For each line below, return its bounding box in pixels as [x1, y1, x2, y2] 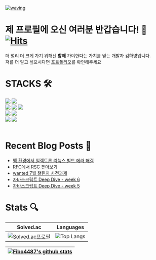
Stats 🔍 [5, 202, 39, 213]
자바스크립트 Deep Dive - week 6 [12, 176, 80, 182]
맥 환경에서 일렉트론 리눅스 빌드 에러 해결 [12, 157, 94, 163]
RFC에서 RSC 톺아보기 [12, 164, 58, 170]
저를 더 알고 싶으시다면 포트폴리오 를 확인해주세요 [5, 59, 102, 65]
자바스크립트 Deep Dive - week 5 [12, 182, 80, 189]
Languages [56, 224, 85, 231]
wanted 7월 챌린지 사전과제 [12, 170, 67, 176]
